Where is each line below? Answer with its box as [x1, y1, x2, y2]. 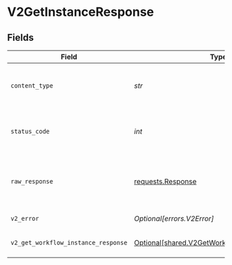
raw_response [10, 177, 54, 185]
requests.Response [134, 177, 197, 186]
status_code [10, 128, 50, 135]
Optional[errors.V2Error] [134, 214, 214, 223]
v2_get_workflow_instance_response [10, 239, 128, 246]
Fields [7, 32, 35, 43]
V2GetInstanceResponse [7, 4, 154, 20]
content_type [10, 82, 54, 90]
